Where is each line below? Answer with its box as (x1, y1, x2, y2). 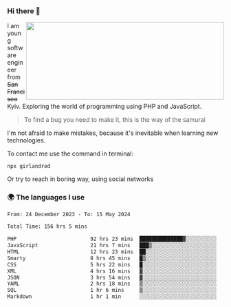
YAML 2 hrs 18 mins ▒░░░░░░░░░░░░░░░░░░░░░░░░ (7, 280, 217, 288)
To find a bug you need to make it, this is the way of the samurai (23, 116, 206, 124)
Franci (7, 87, 25, 96)
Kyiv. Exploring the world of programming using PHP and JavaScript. (7, 103, 202, 111)
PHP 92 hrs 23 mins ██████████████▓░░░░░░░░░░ (7, 235, 217, 243)
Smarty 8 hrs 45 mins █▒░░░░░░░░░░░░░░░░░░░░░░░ (7, 255, 217, 262)
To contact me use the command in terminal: (7, 149, 134, 158)
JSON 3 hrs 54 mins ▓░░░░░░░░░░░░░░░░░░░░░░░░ (7, 274, 217, 281)
